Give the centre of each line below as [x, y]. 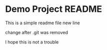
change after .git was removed [37, 32]
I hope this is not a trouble [32, 42]
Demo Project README [54, 9]
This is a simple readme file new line [42, 23]
